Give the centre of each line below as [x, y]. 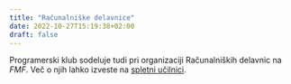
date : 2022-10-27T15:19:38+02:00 [72, 26]
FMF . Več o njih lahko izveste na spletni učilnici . [98, 70]
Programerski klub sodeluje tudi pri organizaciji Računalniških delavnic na [145, 61]
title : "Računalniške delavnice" [72, 18]
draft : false [34, 34]
